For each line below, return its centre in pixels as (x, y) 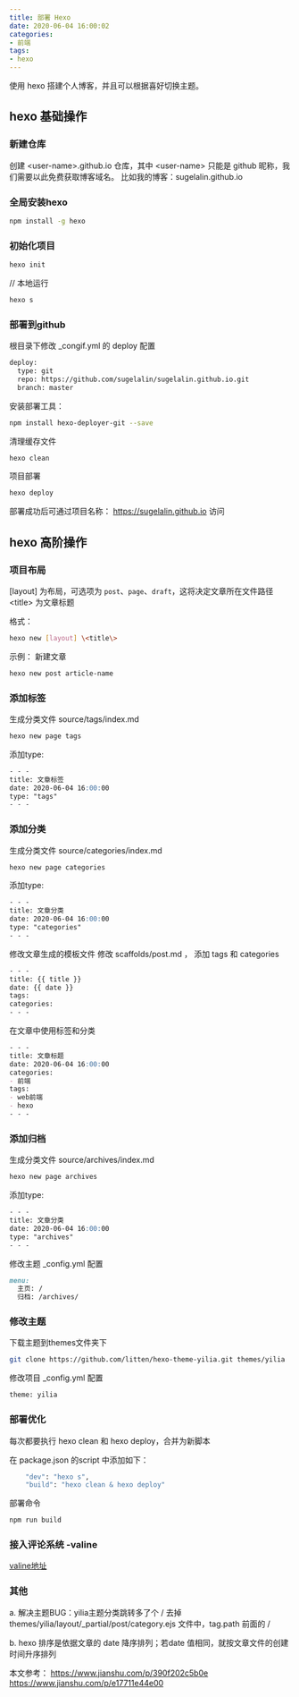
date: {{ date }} (42, 988)
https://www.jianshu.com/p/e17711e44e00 (87, 1683)
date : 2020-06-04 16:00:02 (59, 26)
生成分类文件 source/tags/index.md (75, 719)
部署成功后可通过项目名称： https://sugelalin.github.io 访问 (117, 512)
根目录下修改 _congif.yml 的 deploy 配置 (83, 346)
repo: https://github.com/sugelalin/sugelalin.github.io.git (133, 379)
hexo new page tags (46, 736)
